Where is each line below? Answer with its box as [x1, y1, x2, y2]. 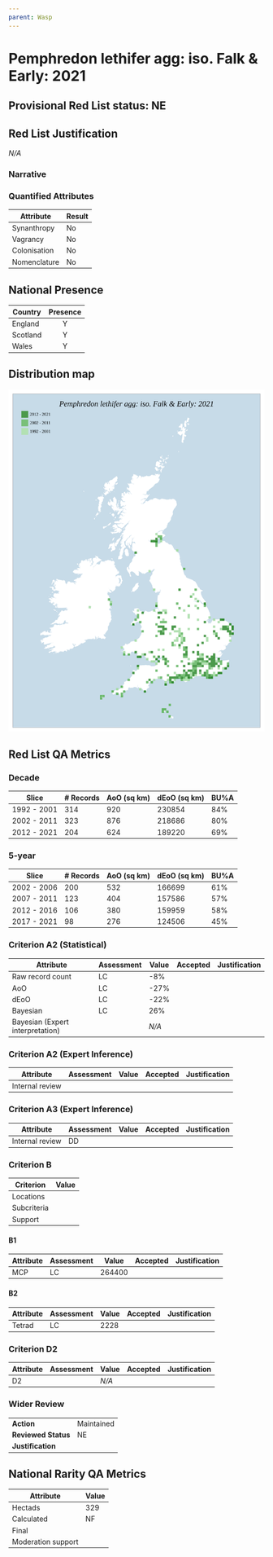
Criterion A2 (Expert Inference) [8, 1048, 134, 1059]
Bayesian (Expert [11, 1017, 69, 1027]
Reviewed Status [11, 1430, 71, 1440]
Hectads [11, 1503, 41, 1513]
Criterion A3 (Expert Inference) [8, 1104, 134, 1115]
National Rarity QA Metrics [8, 1467, 146, 1480]
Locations [11, 1192, 45, 1202]
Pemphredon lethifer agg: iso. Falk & [8, 49, 258, 68]
